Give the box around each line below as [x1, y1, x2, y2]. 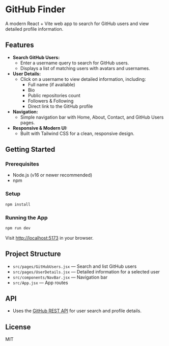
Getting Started [5, 145, 55, 154]
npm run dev [5, 225, 31, 230]
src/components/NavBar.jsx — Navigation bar [12, 274, 108, 280]
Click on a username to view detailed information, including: [20, 76, 146, 82]
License [5, 322, 31, 331]
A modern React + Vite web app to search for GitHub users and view [5, 20, 149, 27]
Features [5, 41, 34, 50]
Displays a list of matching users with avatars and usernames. [20, 65, 150, 71]
